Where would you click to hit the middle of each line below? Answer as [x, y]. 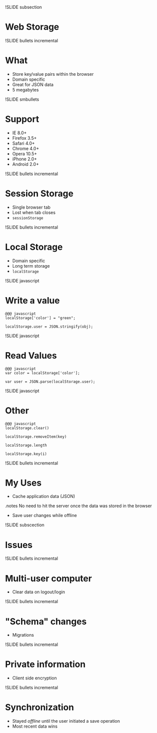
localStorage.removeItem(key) [36, 437]
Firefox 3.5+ [24, 138]
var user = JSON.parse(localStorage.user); [50, 382]
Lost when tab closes [34, 212]
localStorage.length [26, 445]
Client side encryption [35, 678]
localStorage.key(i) [26, 454]
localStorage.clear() [27, 428]
